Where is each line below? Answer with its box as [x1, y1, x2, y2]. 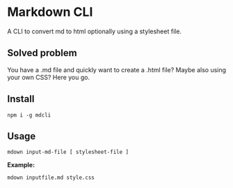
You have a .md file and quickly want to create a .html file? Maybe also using [7, 65, 227, 74]
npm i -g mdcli [7, 112, 51, 119]
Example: [7, 161, 35, 169]
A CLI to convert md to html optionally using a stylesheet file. [7, 27, 182, 35]
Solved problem [7, 47, 78, 59]
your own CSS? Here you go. [7, 73, 90, 81]
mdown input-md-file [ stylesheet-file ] [7, 148, 129, 156]
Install [7, 93, 35, 105]
